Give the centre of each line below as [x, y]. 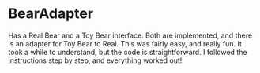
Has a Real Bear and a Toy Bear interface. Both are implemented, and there [130, 35]
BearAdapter [51, 14]
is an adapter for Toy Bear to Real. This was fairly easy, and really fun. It [125, 43]
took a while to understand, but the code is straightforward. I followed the [128, 52]
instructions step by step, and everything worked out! [95, 60]
